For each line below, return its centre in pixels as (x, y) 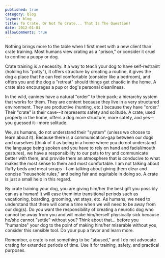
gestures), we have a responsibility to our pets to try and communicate (77, 153)
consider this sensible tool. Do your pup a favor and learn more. (69, 230)
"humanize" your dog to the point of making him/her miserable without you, (82, 225)
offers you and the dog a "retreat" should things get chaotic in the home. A (81, 82)
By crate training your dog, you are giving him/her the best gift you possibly (82, 189)
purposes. (15, 250)
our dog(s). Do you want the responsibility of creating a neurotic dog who (79, 209)
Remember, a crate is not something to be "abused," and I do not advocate (81, 240)
